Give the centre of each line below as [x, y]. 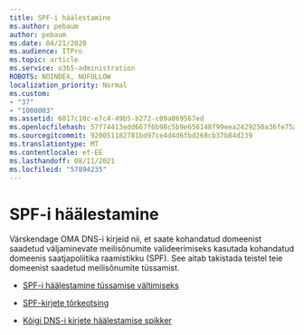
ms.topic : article [44, 60]
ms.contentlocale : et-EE [56, 152]
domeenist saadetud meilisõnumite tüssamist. [95, 268]
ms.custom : [30, 93]
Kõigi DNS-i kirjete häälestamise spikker [97, 321]
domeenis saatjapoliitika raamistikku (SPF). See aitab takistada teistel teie [146, 258]
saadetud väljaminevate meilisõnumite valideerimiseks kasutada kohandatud [152, 249]
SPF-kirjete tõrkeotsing [66, 303]
